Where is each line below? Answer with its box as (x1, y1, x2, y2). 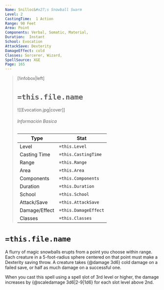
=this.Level (59, 144, 87, 150)
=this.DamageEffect (59, 208, 104, 213)
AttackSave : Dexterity (5, 44, 51, 49)
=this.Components (59, 176, 99, 182)
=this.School (59, 192, 90, 197)
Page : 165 (5, 62, 25, 67)
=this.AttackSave (59, 200, 99, 205)
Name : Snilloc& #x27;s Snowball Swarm (5, 7, 82, 12)
